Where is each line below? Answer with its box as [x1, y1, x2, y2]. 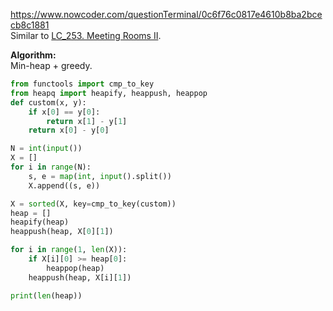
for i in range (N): [10, 162, 92, 172]
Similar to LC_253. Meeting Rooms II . [10, 30, 162, 41]
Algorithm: [10, 49, 57, 61]
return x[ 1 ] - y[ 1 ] [46, 116, 128, 126]
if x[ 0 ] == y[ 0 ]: [28, 107, 101, 117]
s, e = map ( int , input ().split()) [28, 171, 172, 181]
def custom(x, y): [10, 97, 87, 108]
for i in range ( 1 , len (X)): [10, 245, 128, 255]
